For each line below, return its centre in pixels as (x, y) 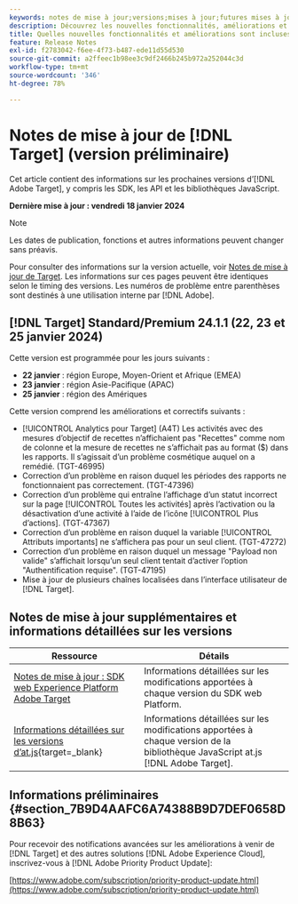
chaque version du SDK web (203, 693)
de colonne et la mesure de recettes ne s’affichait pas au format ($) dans (155, 448)
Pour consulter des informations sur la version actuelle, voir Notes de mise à (149, 267)
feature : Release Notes (53, 42)
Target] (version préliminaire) (120, 154)
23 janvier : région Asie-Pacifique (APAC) (98, 385)
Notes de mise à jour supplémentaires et (123, 617)
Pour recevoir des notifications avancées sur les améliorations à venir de (142, 844)
